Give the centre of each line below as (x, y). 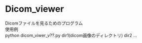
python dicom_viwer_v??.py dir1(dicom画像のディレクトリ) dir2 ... (71, 35)
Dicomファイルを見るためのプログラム (44, 23)
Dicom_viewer (35, 9)
